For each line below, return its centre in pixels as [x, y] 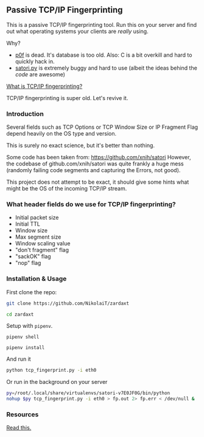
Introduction [25, 114]
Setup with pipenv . [30, 326]
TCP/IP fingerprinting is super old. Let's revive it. [67, 98]
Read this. [19, 428]
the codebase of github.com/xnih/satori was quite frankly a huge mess [95, 164]
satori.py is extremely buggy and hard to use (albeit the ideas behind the [106, 68]
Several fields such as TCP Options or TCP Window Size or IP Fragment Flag [102, 127]
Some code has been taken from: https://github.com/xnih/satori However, [99, 157]
